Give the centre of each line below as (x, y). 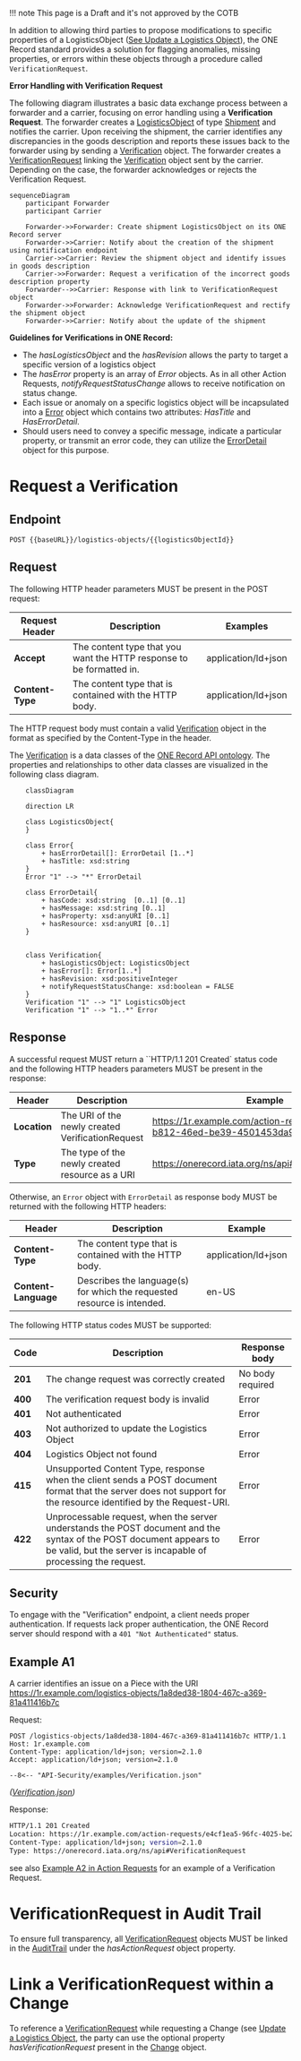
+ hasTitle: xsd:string (86, 861)
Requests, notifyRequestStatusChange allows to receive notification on (154, 383)
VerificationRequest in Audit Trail (136, 1914)
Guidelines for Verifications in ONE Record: (91, 338)
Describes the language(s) (133, 1280)
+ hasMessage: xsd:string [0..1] (104, 908)
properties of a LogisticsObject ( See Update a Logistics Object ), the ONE (144, 40)
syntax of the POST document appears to (133, 1539)
